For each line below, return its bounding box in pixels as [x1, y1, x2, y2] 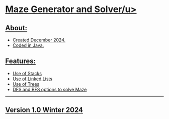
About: [5, 24, 28, 32]
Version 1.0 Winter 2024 [5, 106, 83, 114]
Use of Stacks [12, 70, 42, 76]
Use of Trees [12, 81, 40, 87]
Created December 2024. [12, 37, 66, 43]
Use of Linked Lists [12, 76, 53, 82]
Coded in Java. [12, 42, 44, 48]
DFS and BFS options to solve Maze [12, 86, 87, 92]
